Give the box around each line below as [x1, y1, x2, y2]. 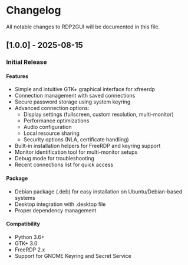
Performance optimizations [23, 117, 90, 124]
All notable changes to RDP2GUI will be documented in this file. [6, 23, 160, 30]
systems [14, 194, 35, 201]
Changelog [6, 4, 61, 17]
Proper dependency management [14, 206, 97, 214]
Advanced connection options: [14, 105, 90, 112]
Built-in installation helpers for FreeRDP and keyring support [14, 143, 161, 150]
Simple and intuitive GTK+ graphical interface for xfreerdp [14, 86, 155, 93]
